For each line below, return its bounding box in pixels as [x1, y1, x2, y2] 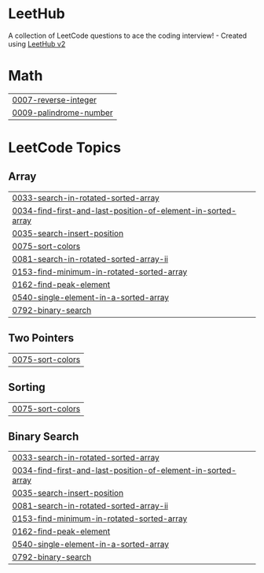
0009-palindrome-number [12, 107, 113, 118]
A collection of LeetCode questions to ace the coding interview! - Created [8, 31, 247, 40]
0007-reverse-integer [12, 94, 97, 105]
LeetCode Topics [8, 139, 122, 157]
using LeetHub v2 [8, 39, 66, 48]
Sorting [8, 381, 46, 394]
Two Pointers [8, 332, 75, 345]
